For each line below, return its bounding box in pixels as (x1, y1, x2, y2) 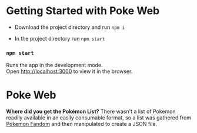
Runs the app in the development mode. (6, 62, 103, 69)
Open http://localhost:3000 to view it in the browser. (6, 68, 133, 75)
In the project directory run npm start (14, 35, 105, 42)
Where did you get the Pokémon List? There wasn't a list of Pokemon (6, 108, 176, 115)
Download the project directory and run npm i (14, 24, 125, 31)
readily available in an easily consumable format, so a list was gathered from (6, 114, 192, 121)
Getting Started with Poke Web (6, 4, 160, 18)
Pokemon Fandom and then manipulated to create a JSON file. (6, 121, 158, 128)
